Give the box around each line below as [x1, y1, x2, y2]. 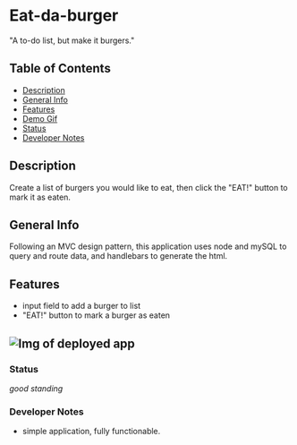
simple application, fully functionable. [21, 426, 161, 437]
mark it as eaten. [9, 192, 72, 202]
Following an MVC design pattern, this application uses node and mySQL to [9, 241, 287, 252]
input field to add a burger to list [21, 301, 141, 312]
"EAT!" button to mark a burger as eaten [21, 310, 171, 321]
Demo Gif [21, 113, 58, 124]
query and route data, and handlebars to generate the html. [9, 251, 228, 261]
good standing [9, 382, 64, 394]
